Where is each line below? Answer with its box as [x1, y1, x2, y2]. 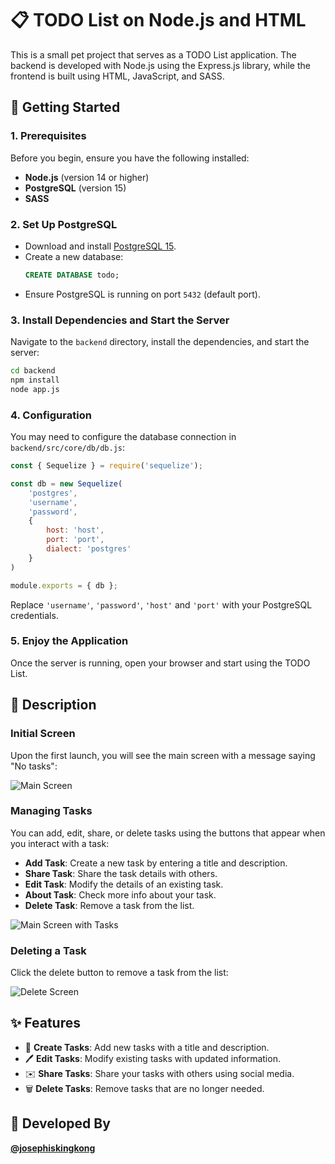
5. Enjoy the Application [10, 634, 129, 648]
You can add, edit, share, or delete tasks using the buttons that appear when [10, 827, 326, 839]
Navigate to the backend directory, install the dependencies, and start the [10, 336, 310, 348]
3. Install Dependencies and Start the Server [10, 313, 230, 327]
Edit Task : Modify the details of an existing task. [24, 878, 224, 890]
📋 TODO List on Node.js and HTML [10, 9, 307, 32]
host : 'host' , [46, 525, 105, 536]
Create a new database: [24, 250, 124, 262]
